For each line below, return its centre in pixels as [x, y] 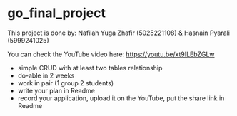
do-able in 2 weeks [46, 75]
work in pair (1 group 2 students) [66, 83]
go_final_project [56, 13]
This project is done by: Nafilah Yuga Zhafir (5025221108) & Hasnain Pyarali [119, 33]
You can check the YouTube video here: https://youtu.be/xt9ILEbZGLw [111, 54]
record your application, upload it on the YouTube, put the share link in [121, 98]
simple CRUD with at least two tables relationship [90, 68]
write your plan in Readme [56, 90]
